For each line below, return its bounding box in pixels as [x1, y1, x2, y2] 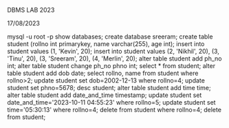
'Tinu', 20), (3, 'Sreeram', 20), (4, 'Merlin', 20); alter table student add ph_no [7, 54, 222, 63]
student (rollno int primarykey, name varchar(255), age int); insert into [7, 40, 205, 47]
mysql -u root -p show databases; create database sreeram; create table [7, 32, 213, 41]
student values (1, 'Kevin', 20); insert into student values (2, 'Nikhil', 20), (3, [7, 47, 220, 55]
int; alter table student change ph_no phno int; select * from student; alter [7, 62, 215, 70]
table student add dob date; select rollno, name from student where [7, 69, 199, 77]
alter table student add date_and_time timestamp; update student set [7, 91, 202, 99]
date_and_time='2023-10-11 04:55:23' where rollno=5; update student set [7, 98, 216, 106]
